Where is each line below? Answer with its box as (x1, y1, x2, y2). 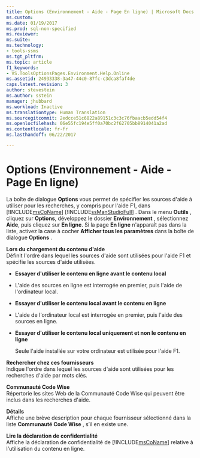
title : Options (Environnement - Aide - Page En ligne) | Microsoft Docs (6, 8, 195, 15)
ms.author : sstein (6, 93, 52, 99)
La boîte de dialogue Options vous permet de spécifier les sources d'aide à (6, 195, 193, 203)
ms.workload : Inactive (6, 103, 63, 110)
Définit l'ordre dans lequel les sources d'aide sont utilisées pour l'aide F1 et (6, 252, 191, 259)
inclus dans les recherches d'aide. (6, 396, 91, 403)
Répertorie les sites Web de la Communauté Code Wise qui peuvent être (6, 389, 185, 397)
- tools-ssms (6, 48, 39, 54)
